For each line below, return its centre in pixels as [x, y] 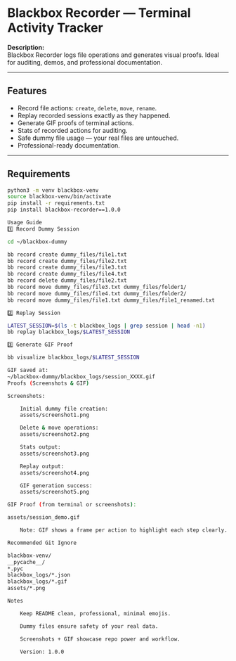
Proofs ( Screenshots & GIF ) [48, 383]
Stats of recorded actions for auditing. [72, 130]
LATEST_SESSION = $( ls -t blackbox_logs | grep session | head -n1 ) [106, 326]
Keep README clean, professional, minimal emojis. [96, 613]
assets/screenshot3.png [55, 454]
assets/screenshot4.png [55, 473]
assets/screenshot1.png [55, 415]
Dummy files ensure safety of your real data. [89, 626]
